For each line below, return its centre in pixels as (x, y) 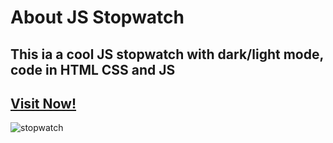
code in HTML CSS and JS (93, 69)
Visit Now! (43, 103)
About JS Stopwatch (97, 17)
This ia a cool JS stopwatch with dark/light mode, (167, 54)
